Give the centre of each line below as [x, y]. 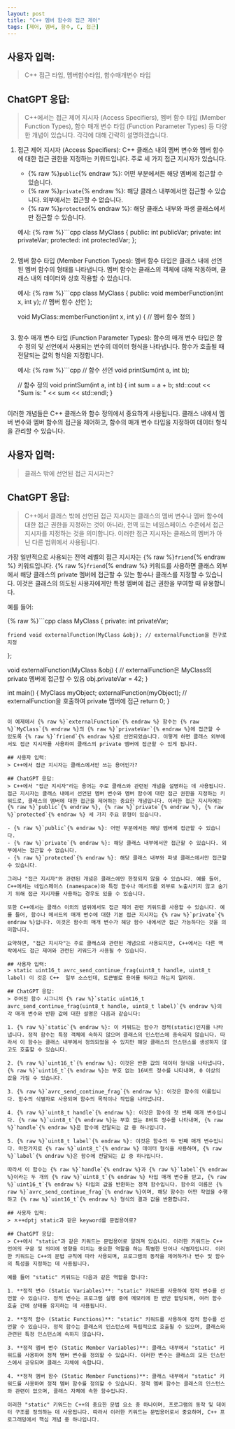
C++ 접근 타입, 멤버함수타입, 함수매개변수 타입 [88, 75]
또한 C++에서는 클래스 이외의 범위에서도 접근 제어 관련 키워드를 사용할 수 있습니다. [112, 907]
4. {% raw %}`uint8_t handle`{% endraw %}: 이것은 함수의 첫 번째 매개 [106, 1112]
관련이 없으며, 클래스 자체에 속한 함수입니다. [72, 1391]
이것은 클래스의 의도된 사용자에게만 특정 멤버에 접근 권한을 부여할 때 [109, 583]
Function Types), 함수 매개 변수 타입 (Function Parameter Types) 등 [119, 126]
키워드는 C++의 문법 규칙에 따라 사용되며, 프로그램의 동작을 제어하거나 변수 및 [114, 1256]
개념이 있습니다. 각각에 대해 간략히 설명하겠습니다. [100, 135]
